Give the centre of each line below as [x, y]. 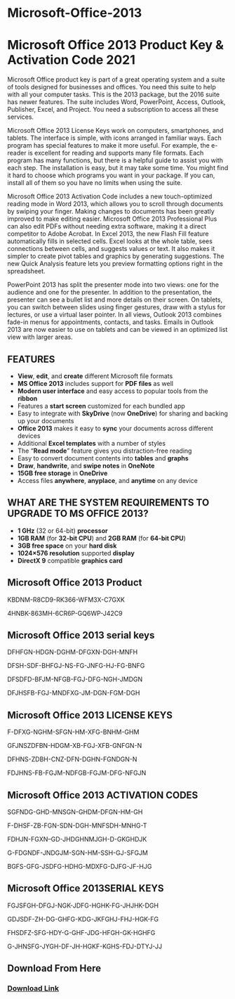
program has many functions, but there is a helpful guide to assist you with [115, 160]
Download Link [33, 988]
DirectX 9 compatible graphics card [70, 560]
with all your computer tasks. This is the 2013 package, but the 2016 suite [113, 95]
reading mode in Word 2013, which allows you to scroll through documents [115, 204]
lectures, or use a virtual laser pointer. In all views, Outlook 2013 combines [115, 315]
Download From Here [54, 968]
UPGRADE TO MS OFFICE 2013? [78, 514]
